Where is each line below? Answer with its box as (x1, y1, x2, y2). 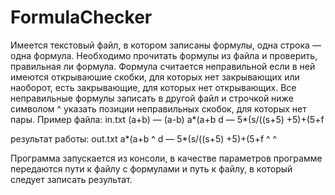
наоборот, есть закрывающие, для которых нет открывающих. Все (10, 81, 297, 93)
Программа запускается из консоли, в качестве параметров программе (10, 152, 323, 164)
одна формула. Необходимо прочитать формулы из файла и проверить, (10, 49, 318, 61)
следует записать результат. (10, 173, 133, 185)
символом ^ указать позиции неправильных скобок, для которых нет (10, 102, 307, 115)
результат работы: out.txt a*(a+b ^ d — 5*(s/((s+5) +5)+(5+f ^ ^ (10, 132, 278, 145)
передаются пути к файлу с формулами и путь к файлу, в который (10, 162, 293, 175)
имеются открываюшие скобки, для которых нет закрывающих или (10, 71, 300, 83)
